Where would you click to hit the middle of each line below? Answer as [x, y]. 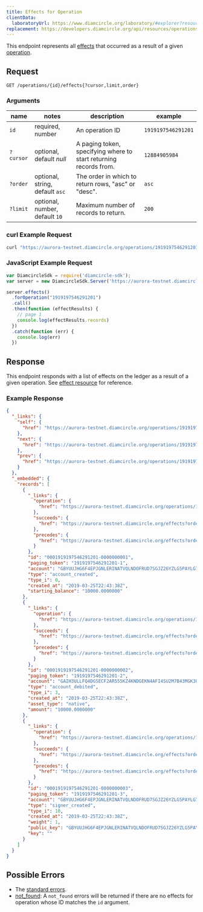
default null [50, 159]
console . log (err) [39, 337]
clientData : [21, 18]
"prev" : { [30, 456]
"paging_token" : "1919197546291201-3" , [78, 794]
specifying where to [104, 151]
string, [43, 184]
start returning [96, 159]
